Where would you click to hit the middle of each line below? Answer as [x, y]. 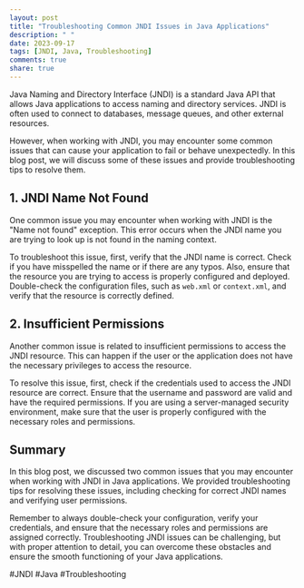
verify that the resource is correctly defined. [92, 295]
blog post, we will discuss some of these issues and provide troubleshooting [152, 160]
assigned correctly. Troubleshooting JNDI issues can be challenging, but [145, 537]
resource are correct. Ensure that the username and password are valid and [151, 392]
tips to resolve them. [48, 170]
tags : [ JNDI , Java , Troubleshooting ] [81, 52]
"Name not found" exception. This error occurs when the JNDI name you [146, 230]
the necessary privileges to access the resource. [101, 365]
